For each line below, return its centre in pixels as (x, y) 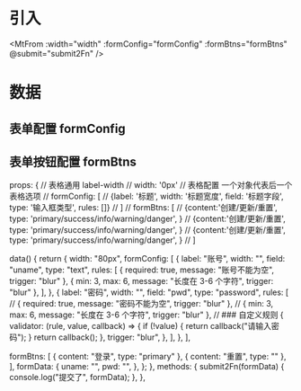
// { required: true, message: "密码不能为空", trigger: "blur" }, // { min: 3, (142, 304)
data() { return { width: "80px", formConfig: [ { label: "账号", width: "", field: (147, 259)
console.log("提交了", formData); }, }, (77, 378)
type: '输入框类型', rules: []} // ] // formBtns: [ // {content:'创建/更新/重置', (144, 208)
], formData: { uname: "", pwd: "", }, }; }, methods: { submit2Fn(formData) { (147, 367)
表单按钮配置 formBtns (73, 161)
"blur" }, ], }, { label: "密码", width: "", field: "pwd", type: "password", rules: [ (149, 292)
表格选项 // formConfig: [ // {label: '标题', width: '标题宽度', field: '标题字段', (147, 196)
